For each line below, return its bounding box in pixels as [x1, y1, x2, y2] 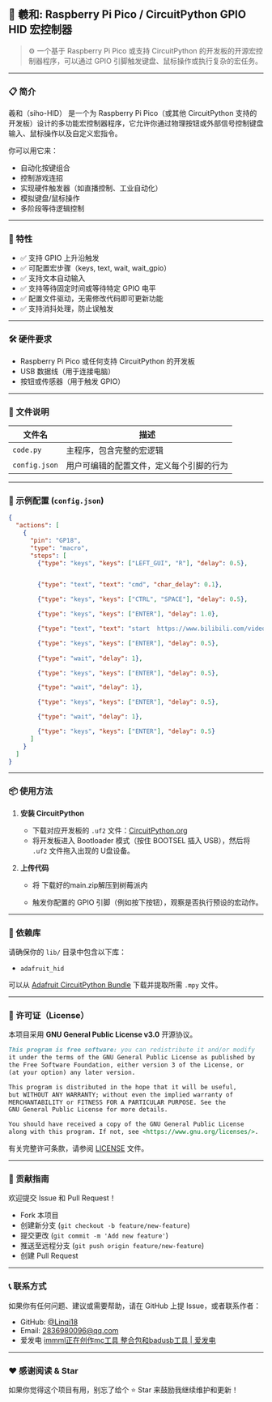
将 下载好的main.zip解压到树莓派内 [32, 880, 148, 889]
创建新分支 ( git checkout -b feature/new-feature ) [19, 1221, 190, 1230]
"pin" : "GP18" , [29, 536, 82, 544]
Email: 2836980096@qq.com [19, 1325, 119, 1335]
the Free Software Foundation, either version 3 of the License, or [8, 1061, 244, 1069]
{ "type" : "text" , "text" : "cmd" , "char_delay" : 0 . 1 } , [37, 581, 223, 589]
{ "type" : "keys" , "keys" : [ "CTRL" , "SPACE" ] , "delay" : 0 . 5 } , [37, 595, 249, 603]
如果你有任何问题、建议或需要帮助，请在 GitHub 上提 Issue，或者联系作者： [8, 1301, 261, 1310]
